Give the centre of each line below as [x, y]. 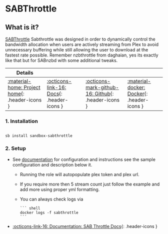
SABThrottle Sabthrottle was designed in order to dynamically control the [80, 39]
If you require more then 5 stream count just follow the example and [90, 184]
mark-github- [102, 87]
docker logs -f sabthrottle [49, 212]
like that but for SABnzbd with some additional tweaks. [61, 60]
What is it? [22, 27]
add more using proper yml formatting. [60, 189]
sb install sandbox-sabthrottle [39, 136]
